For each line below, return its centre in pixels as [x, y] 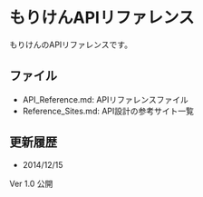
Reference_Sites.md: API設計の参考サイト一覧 [108, 111]
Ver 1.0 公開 [31, 183]
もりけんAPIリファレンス [102, 18]
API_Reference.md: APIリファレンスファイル [105, 99]
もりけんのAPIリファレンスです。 [71, 44]
